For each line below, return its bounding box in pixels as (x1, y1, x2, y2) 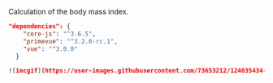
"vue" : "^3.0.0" (23, 44, 79, 53)
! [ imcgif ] (8, 67, 42, 75)
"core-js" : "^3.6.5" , (23, 30, 96, 38)
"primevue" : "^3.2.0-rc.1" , (23, 37, 118, 45)
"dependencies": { (8, 23, 71, 31)
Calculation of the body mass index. (8, 7, 129, 16)
